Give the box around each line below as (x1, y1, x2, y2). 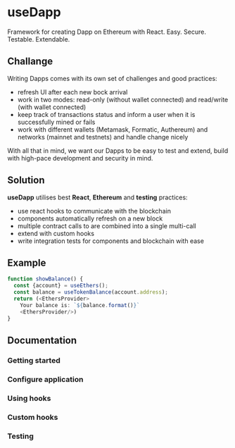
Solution (7, 174, 45, 187)
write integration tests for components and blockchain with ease (17, 237, 204, 245)
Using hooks (7, 393, 51, 403)
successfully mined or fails (17, 118, 96, 126)
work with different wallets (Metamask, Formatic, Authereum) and (17, 125, 208, 134)
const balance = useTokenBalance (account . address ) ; (13, 289, 169, 296)
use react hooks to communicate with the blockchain (17, 206, 171, 215)
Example (7, 256, 46, 268)
